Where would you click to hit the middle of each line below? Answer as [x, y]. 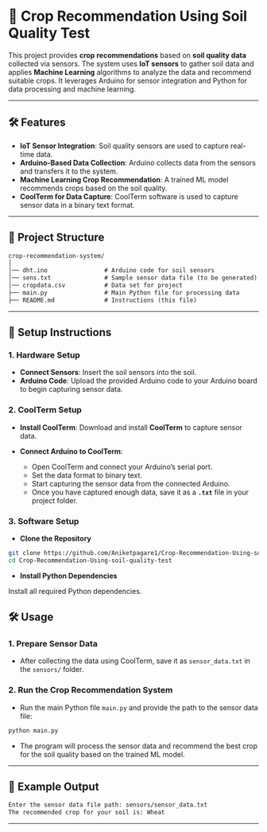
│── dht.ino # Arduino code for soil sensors [112, 271]
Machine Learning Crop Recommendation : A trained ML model [124, 179]
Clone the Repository [55, 538]
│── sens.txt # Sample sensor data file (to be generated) [133, 278]
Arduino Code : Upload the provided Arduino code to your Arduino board [139, 381]
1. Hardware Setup [44, 355]
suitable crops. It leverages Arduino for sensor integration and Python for [128, 80]
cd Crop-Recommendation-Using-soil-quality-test [90, 561]
